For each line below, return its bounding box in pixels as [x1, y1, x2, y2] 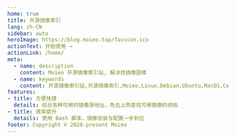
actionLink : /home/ [7, 50, 65, 57]
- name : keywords [13, 75, 65, 83]
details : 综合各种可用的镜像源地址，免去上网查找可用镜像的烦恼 [13, 102, 178, 109]
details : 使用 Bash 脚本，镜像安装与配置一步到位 [13, 114, 145, 121]
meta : [7, 56, 23, 63]
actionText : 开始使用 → [7, 43, 72, 50]
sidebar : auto [7, 29, 49, 37]
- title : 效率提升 [7, 108, 58, 115]
